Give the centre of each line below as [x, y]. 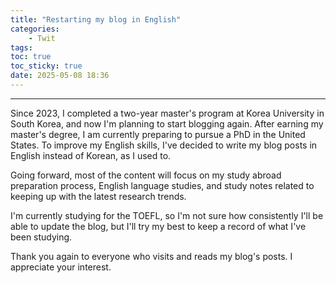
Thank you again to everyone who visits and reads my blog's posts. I [151, 256]
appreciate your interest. [61, 267]
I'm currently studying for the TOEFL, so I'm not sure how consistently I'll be [167, 215]
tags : [21, 47]
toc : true [31, 57]
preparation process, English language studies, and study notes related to [162, 185]
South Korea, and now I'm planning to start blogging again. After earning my [167, 123]
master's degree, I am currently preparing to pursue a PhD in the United [158, 134]
